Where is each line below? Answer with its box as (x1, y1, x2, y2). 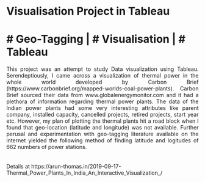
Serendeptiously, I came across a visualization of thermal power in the (6, 72, 199, 79)
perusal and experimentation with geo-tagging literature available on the (6, 130, 199, 138)
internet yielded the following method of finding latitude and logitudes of (6, 137, 199, 144)
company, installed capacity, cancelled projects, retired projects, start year (6, 111, 199, 118)
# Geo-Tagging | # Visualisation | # (6, 32, 186, 46)
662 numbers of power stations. (6, 144, 87, 151)
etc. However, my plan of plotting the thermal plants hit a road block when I (6, 117, 199, 125)
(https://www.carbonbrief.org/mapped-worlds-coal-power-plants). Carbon (6, 85, 199, 92)
